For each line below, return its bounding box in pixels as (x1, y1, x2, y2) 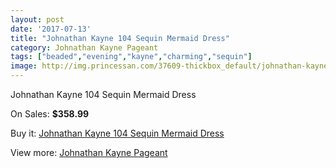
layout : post (10, 14, 65, 25)
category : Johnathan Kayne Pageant (10, 42, 159, 53)
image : (10, 61, 38, 71)
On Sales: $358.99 (10, 108, 90, 120)
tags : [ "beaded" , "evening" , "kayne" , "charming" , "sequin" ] (10, 52, 253, 62)
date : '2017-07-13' (10, 24, 92, 34)
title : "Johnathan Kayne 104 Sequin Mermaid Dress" (10, 33, 230, 43)
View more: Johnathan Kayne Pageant (10, 147, 168, 158)
